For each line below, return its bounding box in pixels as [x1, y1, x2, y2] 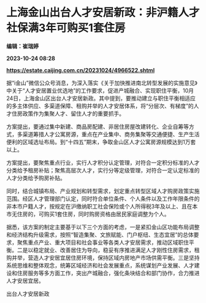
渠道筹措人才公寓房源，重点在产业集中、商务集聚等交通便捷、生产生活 [22, 130, 200, 138]
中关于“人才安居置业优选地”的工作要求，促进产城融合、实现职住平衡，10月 [6, 86, 194, 94]
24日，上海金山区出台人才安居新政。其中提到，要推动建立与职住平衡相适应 [6, 94, 196, 102]
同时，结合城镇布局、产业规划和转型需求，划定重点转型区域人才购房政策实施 [6, 187, 200, 194]
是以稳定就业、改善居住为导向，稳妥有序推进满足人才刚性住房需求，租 [22, 246, 200, 253]
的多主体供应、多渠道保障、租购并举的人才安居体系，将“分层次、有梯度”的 [6, 102, 194, 109]
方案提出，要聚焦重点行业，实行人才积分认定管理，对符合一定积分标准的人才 [6, 159, 200, 166]
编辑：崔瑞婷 [6, 42, 39, 50]
